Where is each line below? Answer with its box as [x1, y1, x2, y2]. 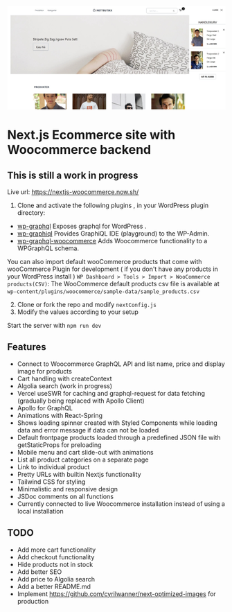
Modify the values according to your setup [17, 308, 139, 316]
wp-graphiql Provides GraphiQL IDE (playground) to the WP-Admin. [17, 229, 210, 238]
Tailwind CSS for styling [17, 478, 86, 486]
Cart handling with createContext [17, 374, 112, 383]
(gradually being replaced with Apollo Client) [17, 396, 145, 405]
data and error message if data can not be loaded [17, 426, 159, 434]
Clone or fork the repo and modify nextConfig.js [17, 300, 157, 308]
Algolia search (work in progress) [17, 381, 113, 390]
